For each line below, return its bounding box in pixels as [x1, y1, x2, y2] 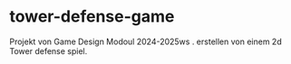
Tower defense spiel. [9, 45, 88, 56]
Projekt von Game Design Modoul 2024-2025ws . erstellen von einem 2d [9, 36, 283, 47]
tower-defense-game [9, 6, 175, 27]
